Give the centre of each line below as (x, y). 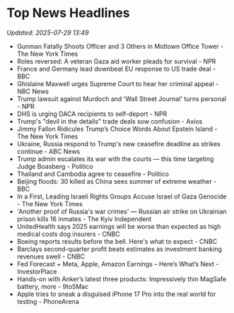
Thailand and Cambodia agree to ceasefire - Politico (93, 174)
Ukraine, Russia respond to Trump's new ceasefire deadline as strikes (118, 143)
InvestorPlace (37, 271)
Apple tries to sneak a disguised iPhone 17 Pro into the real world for (116, 294)
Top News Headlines (68, 13)
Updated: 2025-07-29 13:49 (48, 33)
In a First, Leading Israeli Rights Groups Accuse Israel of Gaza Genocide (122, 196)
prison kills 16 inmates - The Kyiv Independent (84, 219)
